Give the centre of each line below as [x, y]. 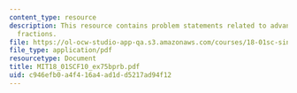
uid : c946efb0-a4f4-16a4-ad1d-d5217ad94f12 [91, 75]
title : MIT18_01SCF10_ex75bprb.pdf [75, 67]
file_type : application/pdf [61, 50]
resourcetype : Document [53, 58]
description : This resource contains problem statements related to [138, 26]
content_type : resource [53, 17]
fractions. [37, 34]
